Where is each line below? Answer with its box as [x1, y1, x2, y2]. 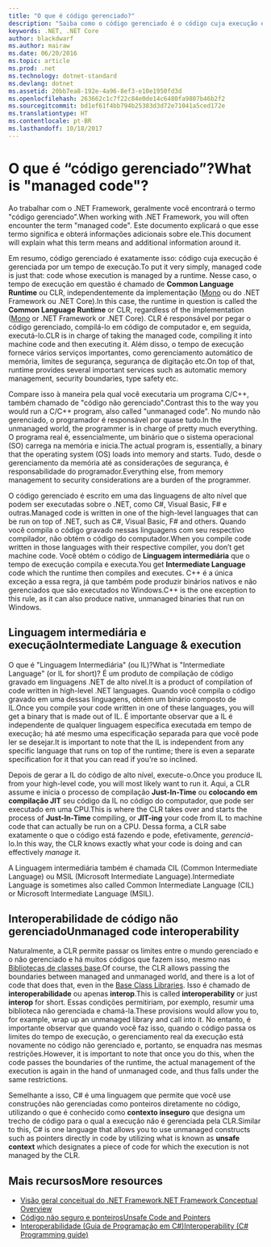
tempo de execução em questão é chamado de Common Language [8, 279, 234, 289]
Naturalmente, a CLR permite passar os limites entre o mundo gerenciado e [8, 946, 259, 956]
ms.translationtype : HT [8, 110, 89, 118]
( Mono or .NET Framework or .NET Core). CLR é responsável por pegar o [8, 313, 252, 323]
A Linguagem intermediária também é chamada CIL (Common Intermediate [8, 862, 258, 873]
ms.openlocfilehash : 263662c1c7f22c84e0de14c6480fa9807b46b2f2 [8, 95, 226, 103]
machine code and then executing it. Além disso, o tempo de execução [8, 339, 244, 348]
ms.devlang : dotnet [8, 79, 74, 87]
